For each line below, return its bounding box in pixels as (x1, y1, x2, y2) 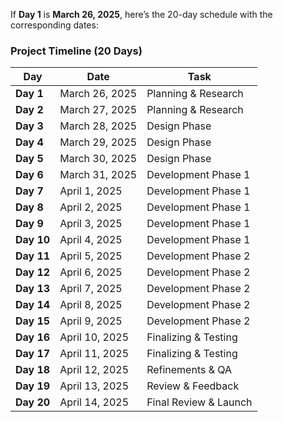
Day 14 (15, 298, 51, 312)
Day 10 (15, 233, 51, 247)
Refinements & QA (146, 363, 233, 377)
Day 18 (15, 363, 51, 377)
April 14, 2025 (59, 395, 130, 409)
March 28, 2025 (59, 119, 138, 133)
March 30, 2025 (59, 152, 138, 166)
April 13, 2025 (59, 379, 130, 393)
